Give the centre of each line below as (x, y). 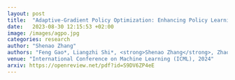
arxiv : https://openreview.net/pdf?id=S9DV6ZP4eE (81, 65)
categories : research (39, 40)
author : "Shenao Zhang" (42, 46)
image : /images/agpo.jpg (43, 33)
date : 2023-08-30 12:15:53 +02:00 (60, 26)
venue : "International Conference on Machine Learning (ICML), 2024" (111, 59)
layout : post (26, 14)
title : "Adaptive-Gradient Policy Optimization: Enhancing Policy (108, 20)
